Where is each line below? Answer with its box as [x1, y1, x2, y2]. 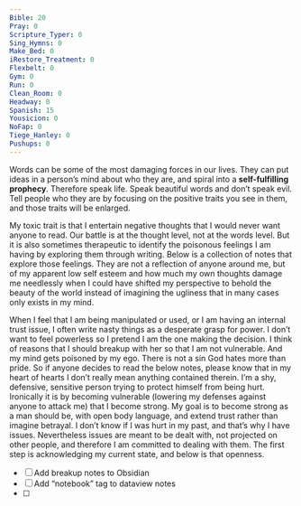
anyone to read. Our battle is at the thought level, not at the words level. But [9, 230, 290, 240]
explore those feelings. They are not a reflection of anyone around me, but [9, 258, 286, 269]
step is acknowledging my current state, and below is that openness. [9, 448, 265, 459]
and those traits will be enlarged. [9, 202, 131, 213]
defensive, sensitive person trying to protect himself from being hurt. [9, 381, 266, 392]
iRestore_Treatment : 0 [9, 55, 95, 64]
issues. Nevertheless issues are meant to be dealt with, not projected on [9, 429, 278, 440]
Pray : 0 [9, 22, 39, 31]
